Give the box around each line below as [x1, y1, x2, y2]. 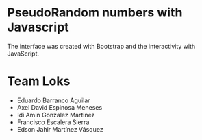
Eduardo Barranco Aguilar [16, 96, 90, 104]
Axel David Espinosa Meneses [16, 103, 103, 111]
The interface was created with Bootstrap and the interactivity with [7, 42, 196, 50]
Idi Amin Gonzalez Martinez [16, 110, 95, 119]
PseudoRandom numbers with [7, 5, 183, 21]
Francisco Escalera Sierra [16, 118, 90, 126]
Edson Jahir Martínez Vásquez [16, 125, 104, 133]
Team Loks [7, 73, 71, 89]
